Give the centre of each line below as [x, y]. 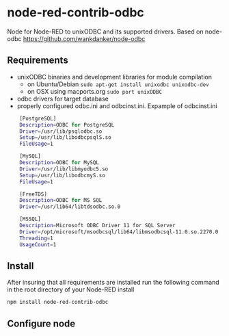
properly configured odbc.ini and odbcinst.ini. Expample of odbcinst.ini [117, 106]
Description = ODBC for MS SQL [61, 201]
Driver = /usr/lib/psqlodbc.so [61, 131]
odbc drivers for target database [63, 99]
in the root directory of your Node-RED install [71, 289]
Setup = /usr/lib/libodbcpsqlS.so [65, 138]
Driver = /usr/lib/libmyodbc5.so [64, 169]
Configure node [41, 323]
